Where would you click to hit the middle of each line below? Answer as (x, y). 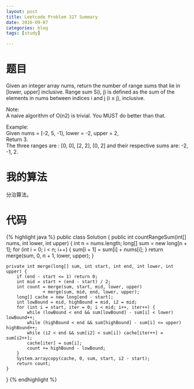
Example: (17, 127)
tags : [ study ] (23, 33)
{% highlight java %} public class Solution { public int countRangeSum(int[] (96, 237)
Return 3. (17, 140)
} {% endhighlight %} (32, 379)
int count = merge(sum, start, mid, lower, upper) (79, 287)
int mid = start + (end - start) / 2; (64, 281)
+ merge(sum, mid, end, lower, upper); (91, 292)
